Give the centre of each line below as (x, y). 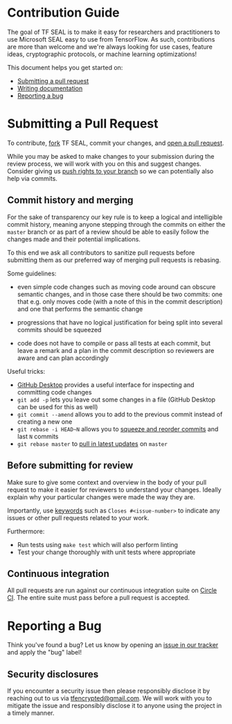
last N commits (38, 436)
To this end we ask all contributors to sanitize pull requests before (101, 252)
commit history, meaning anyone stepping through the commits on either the (116, 224)
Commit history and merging (70, 200)
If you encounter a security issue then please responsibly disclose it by (108, 691)
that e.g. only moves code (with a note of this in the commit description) (120, 301)
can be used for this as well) (57, 406)
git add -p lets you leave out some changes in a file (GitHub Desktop (116, 399)
